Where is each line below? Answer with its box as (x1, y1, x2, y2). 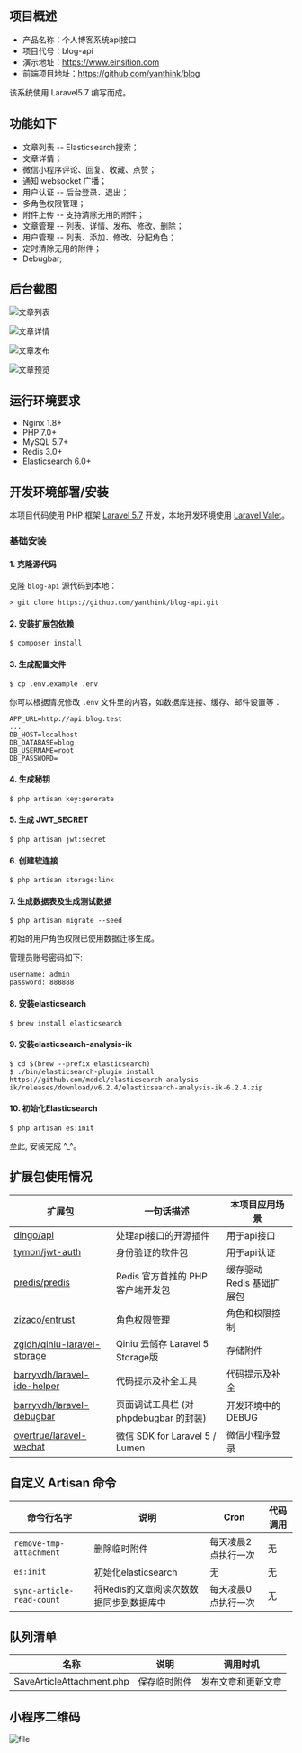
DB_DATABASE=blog (9, 737, 75, 747)
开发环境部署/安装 (9, 484, 110, 500)
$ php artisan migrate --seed (9, 917, 123, 926)
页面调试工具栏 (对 (115, 1398, 195, 1411)
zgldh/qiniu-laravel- (13, 1338, 102, 1351)
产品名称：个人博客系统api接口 (22, 34, 137, 45)
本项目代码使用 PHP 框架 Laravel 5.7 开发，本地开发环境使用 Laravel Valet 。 (9, 510, 290, 520)
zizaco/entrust (13, 1313, 75, 1325)
